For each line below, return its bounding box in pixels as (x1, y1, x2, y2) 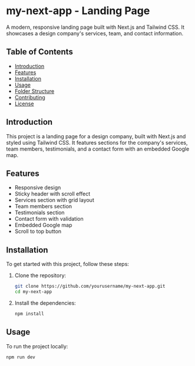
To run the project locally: (6, 342, 68, 350)
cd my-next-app (14, 289, 52, 295)
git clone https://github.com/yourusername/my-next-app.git (14, 284, 166, 290)
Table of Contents (6, 47, 74, 57)
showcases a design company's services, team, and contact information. (6, 29, 184, 36)
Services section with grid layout (14, 197, 94, 204)
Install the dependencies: (14, 299, 77, 307)
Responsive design (14, 184, 61, 191)
